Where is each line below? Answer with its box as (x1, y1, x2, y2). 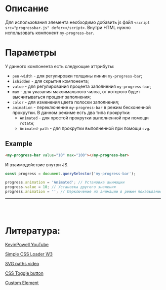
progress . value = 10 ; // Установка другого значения (5, 184, 116, 190)
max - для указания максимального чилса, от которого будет (12, 88, 141, 94)
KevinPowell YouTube (5, 242, 49, 247)
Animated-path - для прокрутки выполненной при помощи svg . (19, 125, 151, 131)
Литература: (5, 225, 60, 237)
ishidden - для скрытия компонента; (12, 78, 89, 84)
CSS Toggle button (5, 270, 43, 276)
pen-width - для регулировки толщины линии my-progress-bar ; (12, 72, 143, 79)
